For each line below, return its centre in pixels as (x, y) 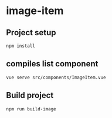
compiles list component (52, 64)
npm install (21, 46)
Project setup (31, 33)
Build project (30, 95)
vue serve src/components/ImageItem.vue (56, 77)
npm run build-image (31, 109)
